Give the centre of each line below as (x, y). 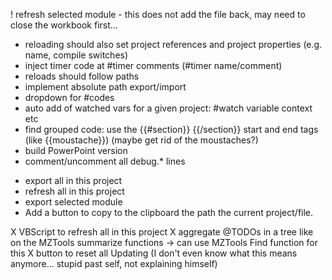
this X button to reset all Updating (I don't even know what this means (154, 253)
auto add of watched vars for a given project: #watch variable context (168, 108)
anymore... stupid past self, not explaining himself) (114, 263)
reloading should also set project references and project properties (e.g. (173, 44)
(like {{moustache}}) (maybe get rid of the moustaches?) (141, 140)
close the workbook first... (64, 25)
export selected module (73, 202)
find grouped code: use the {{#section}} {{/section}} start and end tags (171, 129)
